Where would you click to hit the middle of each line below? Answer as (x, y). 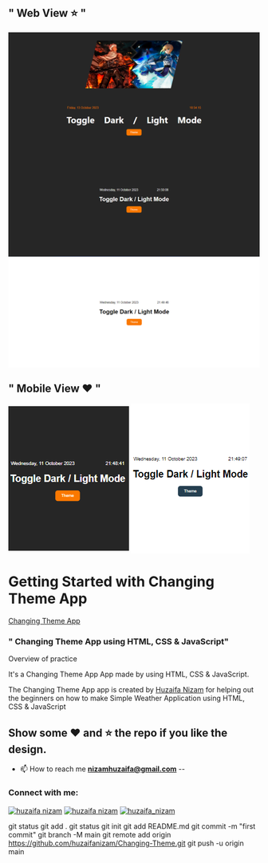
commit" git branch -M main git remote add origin (90, 834)
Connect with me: (43, 792)
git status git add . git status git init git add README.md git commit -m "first (132, 826)
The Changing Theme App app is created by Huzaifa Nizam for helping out (131, 690)
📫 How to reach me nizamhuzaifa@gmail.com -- (102, 769)
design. (28, 749)
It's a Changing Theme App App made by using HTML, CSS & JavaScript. (129, 674)
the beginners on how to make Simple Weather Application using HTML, (126, 698)
